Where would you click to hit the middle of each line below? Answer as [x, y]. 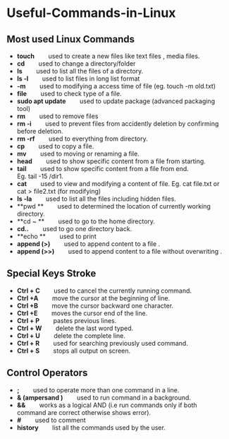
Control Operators [47, 373]
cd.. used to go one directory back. [74, 229]
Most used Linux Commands [71, 39]
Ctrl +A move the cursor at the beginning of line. [93, 298]
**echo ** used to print [56, 236]
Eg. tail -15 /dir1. [40, 176]
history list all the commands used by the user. [91, 427]
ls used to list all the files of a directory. [80, 71]
